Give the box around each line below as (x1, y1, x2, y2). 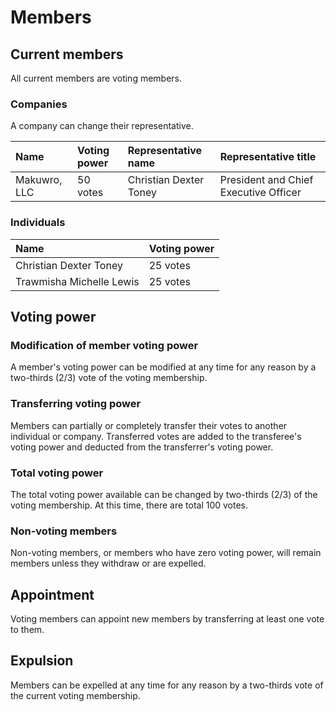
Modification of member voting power (10, 338, 199, 352)
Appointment (10, 586, 95, 603)
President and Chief (219, 173, 314, 187)
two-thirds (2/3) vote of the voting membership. (10, 372, 208, 384)
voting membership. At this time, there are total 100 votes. (10, 499, 249, 511)
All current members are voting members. (10, 72, 183, 84)
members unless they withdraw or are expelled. (10, 557, 207, 570)
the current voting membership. (10, 689, 141, 701)
